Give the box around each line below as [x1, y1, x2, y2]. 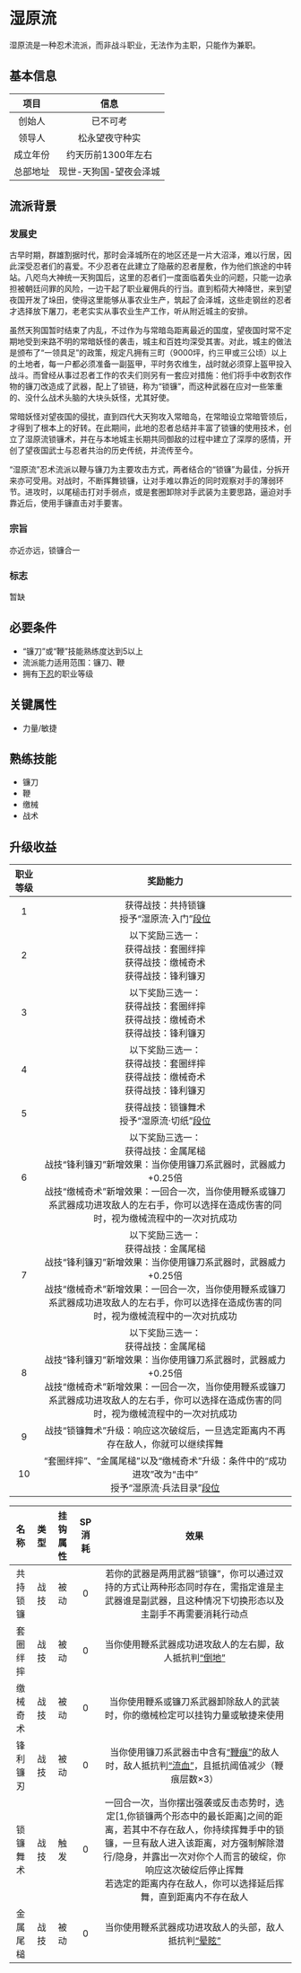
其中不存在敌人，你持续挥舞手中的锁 [131, 1824, 285, 1836]
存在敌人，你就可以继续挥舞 [107, 1438, 224, 1450]
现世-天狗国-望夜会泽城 [58, 165, 160, 178]
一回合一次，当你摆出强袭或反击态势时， [104, 1797, 276, 1810]
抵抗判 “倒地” [172, 1652, 226, 1664]
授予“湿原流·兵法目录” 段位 [110, 1482, 220, 1494]
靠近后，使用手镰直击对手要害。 [9, 498, 127, 508]
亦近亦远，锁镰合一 [9, 544, 81, 555]
